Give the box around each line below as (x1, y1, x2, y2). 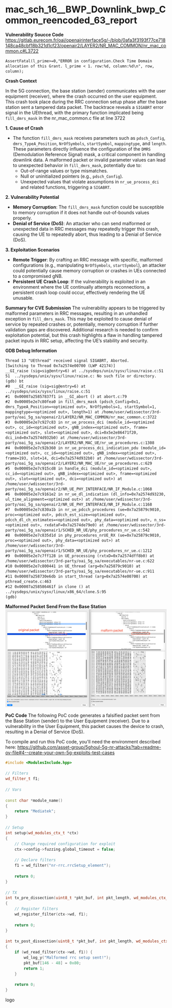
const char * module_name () (5, 798, 63, 803)
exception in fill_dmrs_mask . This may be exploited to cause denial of (5, 315, 153, 322)
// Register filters (14, 906, 58, 911)
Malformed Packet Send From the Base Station (5, 603, 106, 609)
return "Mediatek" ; (14, 809, 56, 814)
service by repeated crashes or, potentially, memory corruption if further (5, 321, 159, 327)
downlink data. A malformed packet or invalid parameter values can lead (12, 157, 166, 163)
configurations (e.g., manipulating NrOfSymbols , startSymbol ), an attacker (12, 262, 166, 268)
